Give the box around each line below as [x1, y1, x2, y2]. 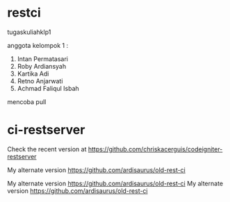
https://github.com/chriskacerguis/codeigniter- [88, 144, 223, 153]
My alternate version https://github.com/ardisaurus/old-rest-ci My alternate [7, 179, 224, 187]
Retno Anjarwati [17, 76, 63, 85]
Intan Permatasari [17, 54, 68, 63]
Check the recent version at [7, 144, 87, 153]
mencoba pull [7, 97, 47, 106]
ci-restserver [7, 122, 85, 138]
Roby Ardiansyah [17, 62, 67, 70]
